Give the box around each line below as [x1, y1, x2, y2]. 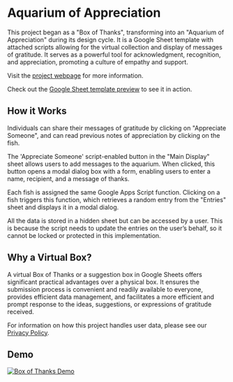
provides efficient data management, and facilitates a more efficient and [7, 292, 214, 301]
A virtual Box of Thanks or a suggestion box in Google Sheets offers [7, 270, 202, 278]
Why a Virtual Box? [7, 252, 92, 264]
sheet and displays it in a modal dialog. [7, 203, 119, 211]
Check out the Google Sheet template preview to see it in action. [7, 85, 193, 93]
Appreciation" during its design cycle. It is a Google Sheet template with [7, 35, 214, 43]
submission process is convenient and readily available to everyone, [7, 285, 204, 293]
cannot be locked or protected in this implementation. [7, 231, 162, 239]
